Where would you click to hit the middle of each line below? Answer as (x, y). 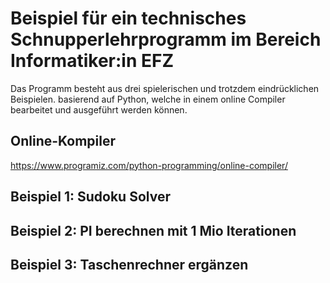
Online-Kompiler (63, 141)
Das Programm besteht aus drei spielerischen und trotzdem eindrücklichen (165, 88)
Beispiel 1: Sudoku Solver (90, 197)
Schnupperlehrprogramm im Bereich (166, 39)
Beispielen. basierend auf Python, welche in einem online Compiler (148, 99)
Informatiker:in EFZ (92, 61)
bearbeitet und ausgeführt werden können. (99, 109)
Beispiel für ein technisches (128, 18)
